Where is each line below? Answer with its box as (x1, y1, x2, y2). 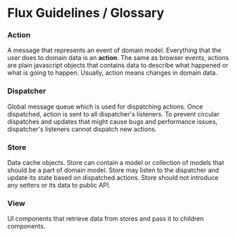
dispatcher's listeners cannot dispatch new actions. (7, 125, 157, 133)
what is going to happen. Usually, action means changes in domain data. (7, 68, 218, 77)
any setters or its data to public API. (7, 181, 111, 190)
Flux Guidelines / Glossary (7, 5, 164, 21)
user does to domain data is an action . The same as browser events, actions (7, 54, 229, 62)
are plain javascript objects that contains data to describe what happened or (7, 61, 229, 70)
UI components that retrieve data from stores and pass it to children (7, 214, 204, 223)
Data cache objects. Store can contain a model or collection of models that (7, 159, 224, 167)
